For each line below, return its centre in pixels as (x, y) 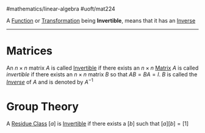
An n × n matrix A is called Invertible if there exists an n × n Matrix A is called (103, 68)
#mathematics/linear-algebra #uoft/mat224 (61, 9)
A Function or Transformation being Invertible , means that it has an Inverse (101, 20)
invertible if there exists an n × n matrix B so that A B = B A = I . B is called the (102, 74)
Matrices (30, 51)
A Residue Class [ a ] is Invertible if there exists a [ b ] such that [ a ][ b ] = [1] (98, 123)
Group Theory (43, 106)
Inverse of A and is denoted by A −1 (50, 81)
